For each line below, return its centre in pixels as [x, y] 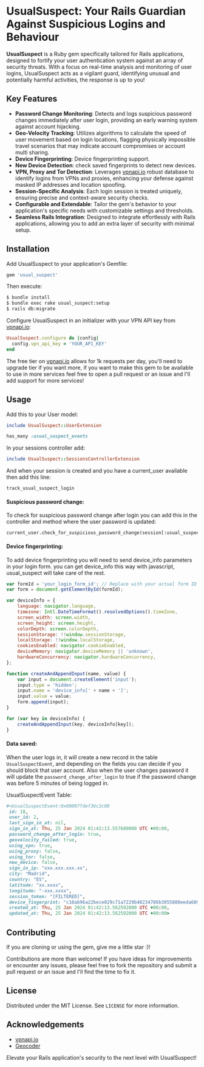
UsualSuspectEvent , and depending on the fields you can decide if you [94, 763]
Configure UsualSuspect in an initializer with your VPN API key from [91, 321]
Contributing [31, 932]
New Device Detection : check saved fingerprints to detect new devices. [105, 165]
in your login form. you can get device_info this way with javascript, [90, 566]
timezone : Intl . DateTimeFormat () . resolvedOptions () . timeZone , [97, 612]
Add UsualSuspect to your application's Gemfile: [67, 263]
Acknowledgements [45, 1025]
